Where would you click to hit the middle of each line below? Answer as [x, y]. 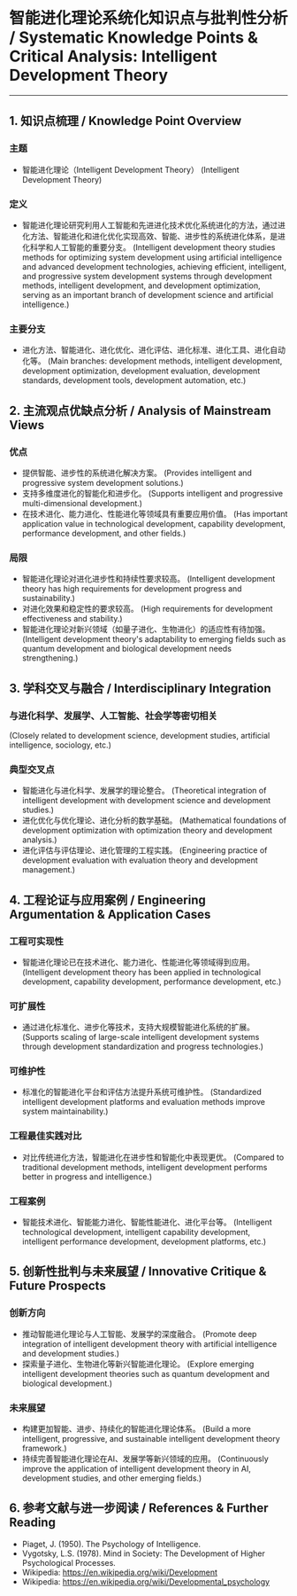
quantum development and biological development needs [127, 649]
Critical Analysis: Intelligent [113, 56]
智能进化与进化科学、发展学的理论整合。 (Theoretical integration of [144, 791]
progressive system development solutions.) [103, 482]
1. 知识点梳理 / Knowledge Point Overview [126, 121]
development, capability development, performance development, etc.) [152, 982]
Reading [32, 1523]
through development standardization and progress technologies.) [142, 1046]
